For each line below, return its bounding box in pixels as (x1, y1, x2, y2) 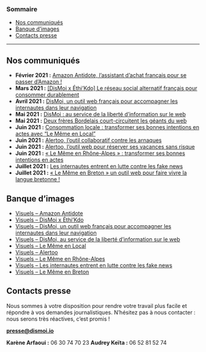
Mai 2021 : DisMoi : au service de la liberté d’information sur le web (15, 111, 186, 118)
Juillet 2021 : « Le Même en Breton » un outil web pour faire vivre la (15, 169, 187, 176)
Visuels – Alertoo (15, 249, 58, 256)
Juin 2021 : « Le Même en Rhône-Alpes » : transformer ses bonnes (15, 149, 186, 157)
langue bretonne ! (15, 176, 60, 183)
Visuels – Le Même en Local (15, 242, 86, 249)
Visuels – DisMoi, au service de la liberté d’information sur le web (15, 235, 181, 243)
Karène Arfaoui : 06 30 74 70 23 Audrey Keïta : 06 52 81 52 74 (6, 339, 167, 346)
